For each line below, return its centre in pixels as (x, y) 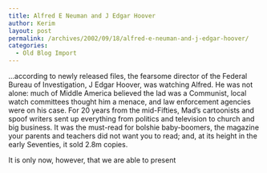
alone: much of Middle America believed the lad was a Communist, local (127, 93)
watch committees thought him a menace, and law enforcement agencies (129, 102)
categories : (28, 46)
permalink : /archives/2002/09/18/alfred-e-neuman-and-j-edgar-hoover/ (129, 38)
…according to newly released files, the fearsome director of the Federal (128, 76)
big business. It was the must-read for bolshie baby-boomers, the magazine (133, 127)
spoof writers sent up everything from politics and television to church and (131, 119)
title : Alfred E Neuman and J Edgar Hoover (82, 16)
